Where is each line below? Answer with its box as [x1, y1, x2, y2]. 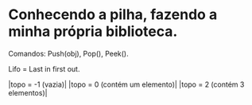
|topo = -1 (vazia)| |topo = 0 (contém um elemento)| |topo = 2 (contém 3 [8, 80, 245, 89]
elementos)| [8, 87, 48, 97]
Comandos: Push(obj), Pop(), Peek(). [8, 49, 129, 58]
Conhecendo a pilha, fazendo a [8, 6, 218, 24]
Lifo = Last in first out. [8, 64, 80, 73]
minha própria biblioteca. [8, 22, 178, 41]
